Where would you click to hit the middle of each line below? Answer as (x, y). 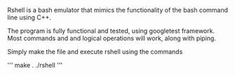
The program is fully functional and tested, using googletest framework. (111, 31)
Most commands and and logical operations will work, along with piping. (112, 38)
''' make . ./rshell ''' (35, 65)
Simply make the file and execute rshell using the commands (95, 52)
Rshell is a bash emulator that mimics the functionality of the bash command (118, 10)
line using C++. (29, 17)
